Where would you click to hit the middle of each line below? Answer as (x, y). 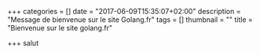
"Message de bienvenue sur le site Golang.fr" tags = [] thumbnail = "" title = (130, 20)
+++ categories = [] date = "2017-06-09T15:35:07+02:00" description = (124, 11)
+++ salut (23, 43)
